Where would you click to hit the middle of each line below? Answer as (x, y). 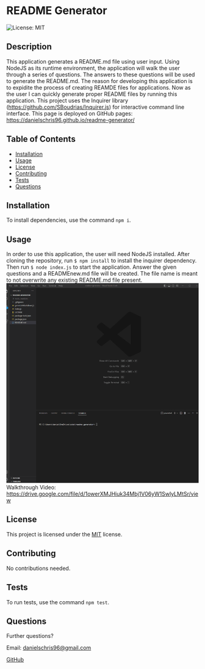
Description (29, 47)
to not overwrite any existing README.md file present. (74, 280)
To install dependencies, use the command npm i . (69, 220)
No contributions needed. (38, 568)
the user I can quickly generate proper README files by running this (92, 94)
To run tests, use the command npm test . (58, 602)
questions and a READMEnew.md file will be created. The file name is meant (102, 274)
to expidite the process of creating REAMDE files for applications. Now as (99, 87)
